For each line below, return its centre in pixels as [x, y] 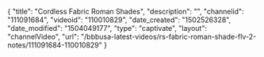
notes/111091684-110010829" [55, 45]
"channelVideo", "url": [44, 36]
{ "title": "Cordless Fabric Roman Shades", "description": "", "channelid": [126, 11]
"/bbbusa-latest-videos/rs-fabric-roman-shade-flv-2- [169, 36]
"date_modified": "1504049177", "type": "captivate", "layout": [107, 28]
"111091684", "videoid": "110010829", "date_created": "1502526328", [119, 20]
